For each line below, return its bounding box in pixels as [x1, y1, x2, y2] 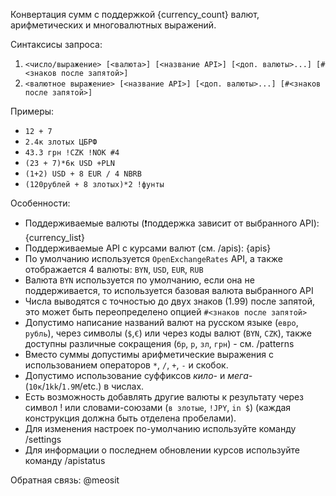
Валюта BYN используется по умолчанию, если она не [24, 274, 255, 286]
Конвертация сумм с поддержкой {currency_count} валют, [10, 9, 260, 20]
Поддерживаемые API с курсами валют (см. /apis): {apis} [24, 242, 272, 254]
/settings [24, 434, 62, 445]
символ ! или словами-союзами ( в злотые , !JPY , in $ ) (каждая [24, 402, 292, 413]
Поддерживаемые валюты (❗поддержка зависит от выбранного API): [24, 217, 320, 229]
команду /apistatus [24, 455, 106, 466]
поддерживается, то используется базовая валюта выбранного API [24, 285, 314, 296]
